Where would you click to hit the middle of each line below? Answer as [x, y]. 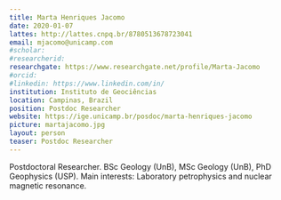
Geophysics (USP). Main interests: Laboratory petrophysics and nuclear [141, 176]
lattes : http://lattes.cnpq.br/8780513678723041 [101, 34]
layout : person [37, 133]
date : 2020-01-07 [41, 26]
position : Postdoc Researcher [65, 108]
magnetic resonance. [48, 185]
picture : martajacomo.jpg [57, 125]
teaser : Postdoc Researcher [61, 141]
